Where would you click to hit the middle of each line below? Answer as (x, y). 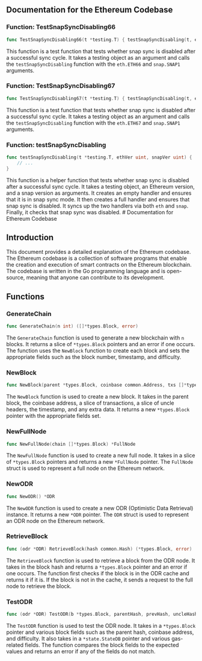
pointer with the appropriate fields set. (54, 416)
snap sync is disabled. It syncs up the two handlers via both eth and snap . (97, 206)
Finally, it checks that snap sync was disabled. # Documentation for (90, 212)
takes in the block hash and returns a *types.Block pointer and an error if (97, 567)
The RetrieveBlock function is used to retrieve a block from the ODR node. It (101, 560)
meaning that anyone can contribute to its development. (96, 277)
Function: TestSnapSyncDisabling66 (61, 27)
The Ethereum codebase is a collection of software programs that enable (97, 258)
